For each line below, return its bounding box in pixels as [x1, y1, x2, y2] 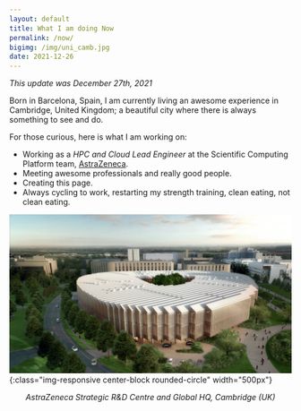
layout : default [9, 14, 70, 23]
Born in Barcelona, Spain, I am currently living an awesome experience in [9, 95, 279, 107]
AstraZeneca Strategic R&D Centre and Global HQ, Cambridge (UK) [25, 391, 276, 402]
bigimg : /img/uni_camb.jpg [9, 43, 110, 52]
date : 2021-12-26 [9, 52, 74, 62]
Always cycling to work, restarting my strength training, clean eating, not [21, 187, 291, 198]
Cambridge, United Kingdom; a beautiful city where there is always [9, 105, 257, 116]
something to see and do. [9, 115, 104, 125]
